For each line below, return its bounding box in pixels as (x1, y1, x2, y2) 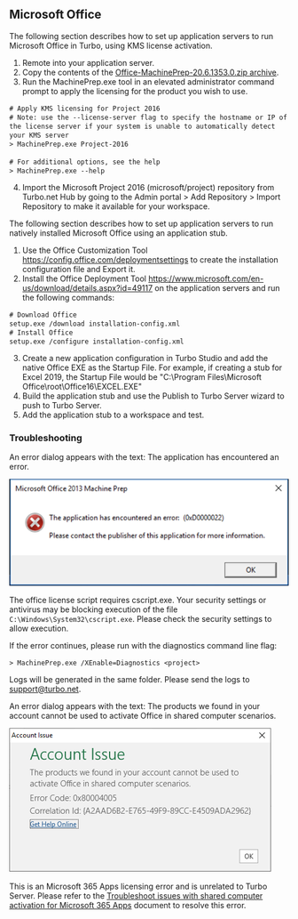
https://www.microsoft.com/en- (147, 273, 264, 284)
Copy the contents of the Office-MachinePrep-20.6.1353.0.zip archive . (21, 67, 279, 77)
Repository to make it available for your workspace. (21, 200, 210, 212)
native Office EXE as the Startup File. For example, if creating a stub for (21, 362, 283, 373)
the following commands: (21, 292, 115, 302)
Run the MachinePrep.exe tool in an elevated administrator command (21, 76, 275, 87)
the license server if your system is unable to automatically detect (9, 122, 276, 131)
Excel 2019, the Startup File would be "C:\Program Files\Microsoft (21, 371, 262, 382)
